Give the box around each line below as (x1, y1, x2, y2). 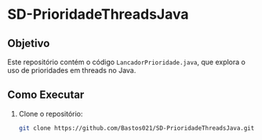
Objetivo (7, 37, 50, 50)
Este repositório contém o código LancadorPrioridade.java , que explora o (7, 57, 246, 66)
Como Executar (7, 88, 85, 102)
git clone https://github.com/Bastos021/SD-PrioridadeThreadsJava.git (18, 124, 255, 132)
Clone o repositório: (18, 109, 83, 118)
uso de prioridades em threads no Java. (7, 66, 136, 75)
